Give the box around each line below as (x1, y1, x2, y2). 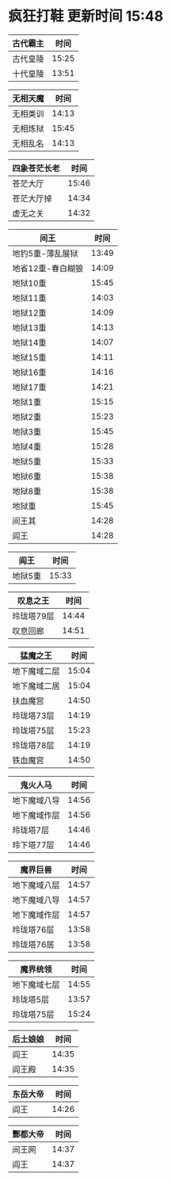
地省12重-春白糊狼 (12, 262, 84, 273)
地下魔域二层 (12, 665, 61, 676)
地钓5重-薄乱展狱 (12, 247, 78, 258)
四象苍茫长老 (12, 162, 61, 174)
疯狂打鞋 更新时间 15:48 (8, 7, 164, 25)
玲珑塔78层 (12, 740, 55, 751)
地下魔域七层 (12, 979, 61, 990)
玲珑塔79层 (12, 610, 55, 621)
